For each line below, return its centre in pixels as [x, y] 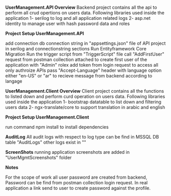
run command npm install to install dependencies [57, 127]
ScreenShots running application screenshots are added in [68, 152]
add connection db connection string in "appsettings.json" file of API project [86, 43]
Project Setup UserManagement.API [45, 33]
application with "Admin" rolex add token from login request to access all [82, 65]
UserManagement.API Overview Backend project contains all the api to [81, 7]
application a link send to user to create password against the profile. [78, 188]
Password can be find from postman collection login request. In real [77, 183]
